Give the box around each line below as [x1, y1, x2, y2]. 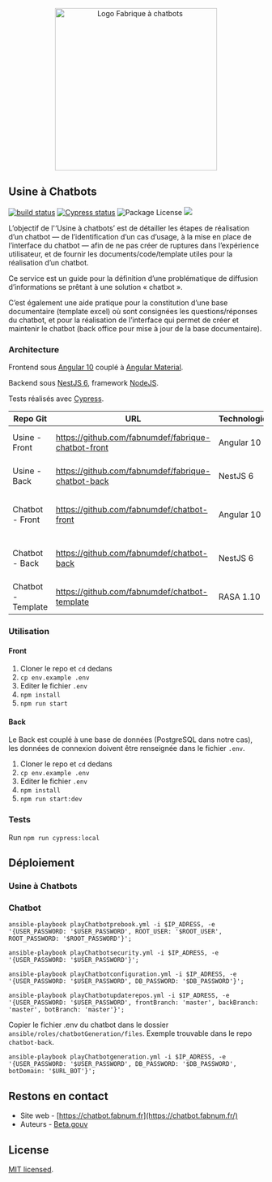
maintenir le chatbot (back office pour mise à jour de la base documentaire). [8, 323, 262, 333]
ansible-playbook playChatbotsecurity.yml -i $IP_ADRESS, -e [8, 949, 219, 957]
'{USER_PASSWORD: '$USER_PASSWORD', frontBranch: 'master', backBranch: [8, 999, 259, 1007]
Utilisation [8, 626, 50, 637]
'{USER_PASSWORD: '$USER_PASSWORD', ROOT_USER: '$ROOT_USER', [8, 928, 223, 936]
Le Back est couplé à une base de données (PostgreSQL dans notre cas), [8, 735, 253, 744]
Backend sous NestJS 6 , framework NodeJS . [8, 378, 159, 388]
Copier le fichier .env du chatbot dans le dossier [8, 1020, 169, 1030]
